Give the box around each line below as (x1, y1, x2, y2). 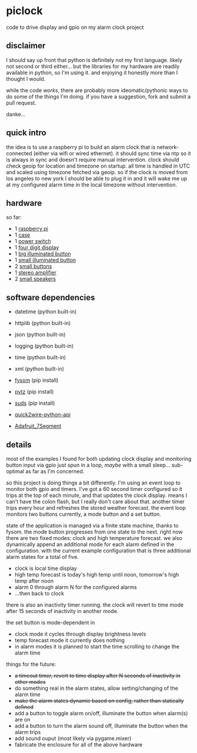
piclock (6, 4, 43, 18)
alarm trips (14, 729, 41, 735)
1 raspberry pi (14, 225, 49, 233)
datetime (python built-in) (14, 308, 77, 315)
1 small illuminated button (14, 257, 76, 264)
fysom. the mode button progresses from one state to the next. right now (6, 528, 183, 535)
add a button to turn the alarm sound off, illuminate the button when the (14, 722, 188, 729)
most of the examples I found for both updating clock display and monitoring (6, 456, 192, 462)
